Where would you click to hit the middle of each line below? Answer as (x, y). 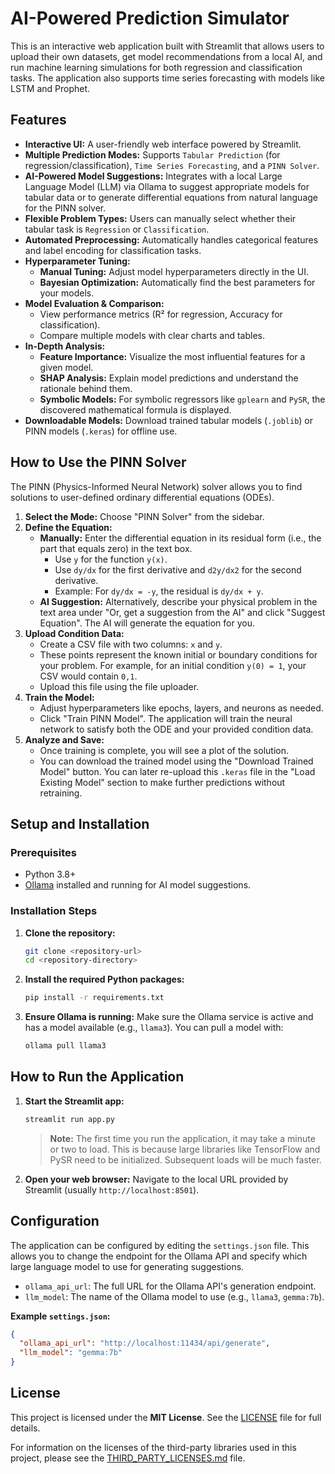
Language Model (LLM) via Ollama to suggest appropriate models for (167, 186)
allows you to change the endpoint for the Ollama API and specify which (159, 1256)
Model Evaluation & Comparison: (94, 303)
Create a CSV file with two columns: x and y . (131, 644)
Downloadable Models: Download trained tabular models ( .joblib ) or (169, 420)
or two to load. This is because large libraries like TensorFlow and (185, 1149)
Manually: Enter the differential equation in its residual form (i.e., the (180, 538)
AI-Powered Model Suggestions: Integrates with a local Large (153, 176)
